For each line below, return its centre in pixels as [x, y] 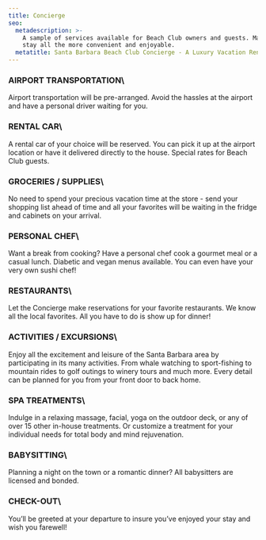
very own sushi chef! [42, 270]
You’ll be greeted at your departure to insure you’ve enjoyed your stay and [129, 519]
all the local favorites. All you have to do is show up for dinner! [110, 316]
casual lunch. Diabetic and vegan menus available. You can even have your [131, 262]
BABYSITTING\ [38, 455]
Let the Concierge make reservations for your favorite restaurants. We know [132, 308]
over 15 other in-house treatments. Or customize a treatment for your [121, 426]
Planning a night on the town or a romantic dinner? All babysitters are [121, 472]
